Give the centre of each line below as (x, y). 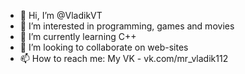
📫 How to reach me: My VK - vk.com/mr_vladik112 (124, 58)
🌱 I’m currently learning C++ (78, 36)
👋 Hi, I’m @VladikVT (61, 15)
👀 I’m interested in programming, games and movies (127, 26)
